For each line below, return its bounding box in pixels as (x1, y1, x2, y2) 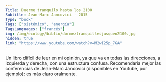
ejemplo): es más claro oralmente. (5, 71, 77, 77)
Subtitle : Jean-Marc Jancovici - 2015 (5, 12, 88, 17)
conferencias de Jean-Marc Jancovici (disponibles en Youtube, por (5, 65, 147, 71)
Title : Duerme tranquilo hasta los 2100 (5, 7, 93, 13)
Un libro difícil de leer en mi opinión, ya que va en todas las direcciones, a (5, 54, 161, 61)
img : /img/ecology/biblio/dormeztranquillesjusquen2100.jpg (5, 31, 136, 36)
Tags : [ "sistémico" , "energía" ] (5, 21, 74, 27)
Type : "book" (5, 17, 33, 22)
